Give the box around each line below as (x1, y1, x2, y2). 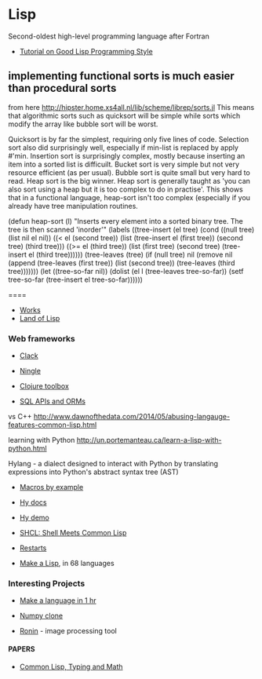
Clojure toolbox (19, 381, 69, 391)
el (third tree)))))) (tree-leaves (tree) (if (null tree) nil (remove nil (28, 250, 233, 259)
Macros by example (19, 483, 84, 492)
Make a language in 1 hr (19, 596, 96, 605)
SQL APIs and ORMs (19, 396, 86, 406)
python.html (8, 444, 47, 453)
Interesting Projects (8, 578, 86, 589)
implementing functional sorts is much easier (8, 69, 235, 83)
